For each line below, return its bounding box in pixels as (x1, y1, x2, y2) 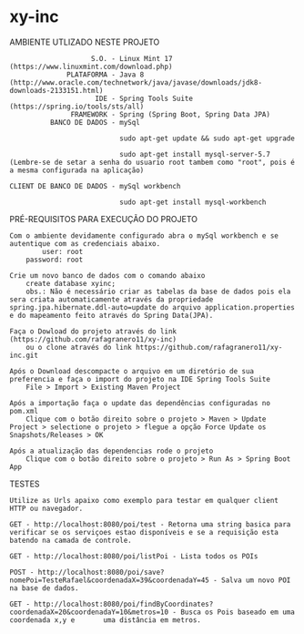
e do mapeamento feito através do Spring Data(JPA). (9, 311, 214, 320)
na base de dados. (9, 583, 79, 593)
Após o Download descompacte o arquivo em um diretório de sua (9, 366, 255, 375)
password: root (25, 255, 84, 264)
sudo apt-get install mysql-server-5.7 (119, 149, 271, 158)
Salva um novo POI (221, 576, 291, 585)
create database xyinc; (25, 279, 117, 288)
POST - (9, 568, 35, 577)
